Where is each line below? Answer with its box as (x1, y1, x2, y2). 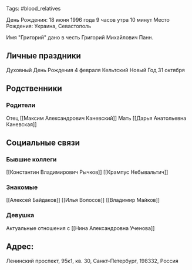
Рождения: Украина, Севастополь (6, 23, 92, 29)
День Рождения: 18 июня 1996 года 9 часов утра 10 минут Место (6, 16, 170, 23)
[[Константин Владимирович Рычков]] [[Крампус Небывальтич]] (6, 168, 169, 176)
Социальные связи (6, 137, 80, 147)
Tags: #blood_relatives (6, 5, 61, 12)
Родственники (6, 83, 63, 93)
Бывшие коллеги (6, 155, 57, 163)
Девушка (6, 211, 35, 220)
